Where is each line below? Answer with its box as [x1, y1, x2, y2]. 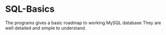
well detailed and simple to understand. [5, 25, 86, 31]
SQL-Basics [5, 3, 55, 15]
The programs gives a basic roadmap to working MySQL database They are [5, 20, 161, 26]
